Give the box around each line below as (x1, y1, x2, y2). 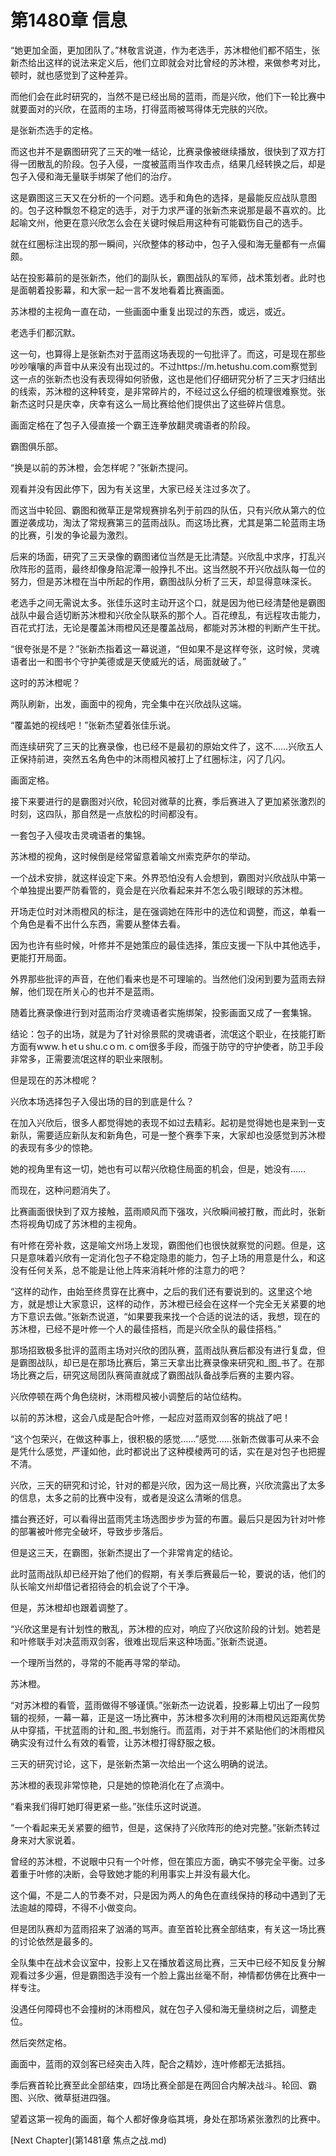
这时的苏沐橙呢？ (10, 676, 81, 688)
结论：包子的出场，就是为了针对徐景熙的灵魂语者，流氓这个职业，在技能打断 (10, 1027, 326, 1040)
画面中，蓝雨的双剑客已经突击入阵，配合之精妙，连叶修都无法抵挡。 (10, 2057, 291, 2070)
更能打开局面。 (10, 951, 72, 963)
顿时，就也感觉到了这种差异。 (10, 69, 133, 81)
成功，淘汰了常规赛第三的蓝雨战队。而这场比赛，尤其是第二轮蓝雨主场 (36, 516, 326, 528)
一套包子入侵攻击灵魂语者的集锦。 (10, 829, 151, 841)
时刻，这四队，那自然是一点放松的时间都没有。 (10, 807, 203, 820)
